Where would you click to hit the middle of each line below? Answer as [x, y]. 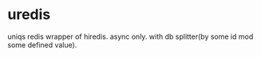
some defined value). [42, 44]
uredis [29, 15]
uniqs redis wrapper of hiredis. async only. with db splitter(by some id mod [130, 36]
